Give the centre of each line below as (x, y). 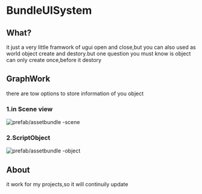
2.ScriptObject (28, 138)
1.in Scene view (30, 109)
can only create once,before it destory (54, 60)
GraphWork (28, 79)
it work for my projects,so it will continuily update (67, 184)
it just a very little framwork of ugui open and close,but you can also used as (101, 47)
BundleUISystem (49, 11)
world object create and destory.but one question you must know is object (99, 54)
